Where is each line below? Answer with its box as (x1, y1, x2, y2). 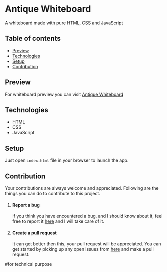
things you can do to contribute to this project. (5, 191, 101, 196)
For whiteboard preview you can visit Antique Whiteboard (5, 91, 124, 97)
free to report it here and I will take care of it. (12, 218, 105, 224)
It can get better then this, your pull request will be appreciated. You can (12, 241, 161, 247)
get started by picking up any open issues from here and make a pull (12, 246, 154, 252)
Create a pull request (12, 230, 57, 236)
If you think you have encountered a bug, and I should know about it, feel (12, 213, 163, 219)
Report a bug (12, 202, 40, 208)
